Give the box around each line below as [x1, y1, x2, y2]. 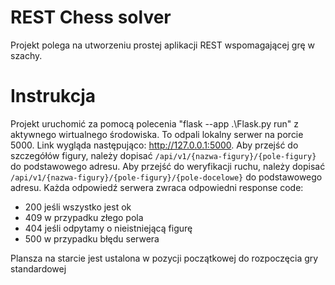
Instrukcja [10, 85, 96, 108]
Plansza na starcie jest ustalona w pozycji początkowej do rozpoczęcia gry [10, 252, 319, 264]
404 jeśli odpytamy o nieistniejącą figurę [24, 222, 193, 234]
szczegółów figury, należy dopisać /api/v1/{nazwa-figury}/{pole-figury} [10, 149, 317, 161]
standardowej [10, 262, 67, 275]
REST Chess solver [10, 6, 172, 29]
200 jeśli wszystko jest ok [24, 201, 132, 213]
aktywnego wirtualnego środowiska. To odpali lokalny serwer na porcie [10, 128, 304, 140]
